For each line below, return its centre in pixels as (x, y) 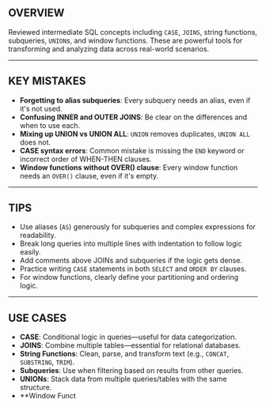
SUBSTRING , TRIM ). (47, 362)
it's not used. (41, 108)
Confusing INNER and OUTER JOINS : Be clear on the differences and (133, 117)
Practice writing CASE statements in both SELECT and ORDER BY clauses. (133, 269)
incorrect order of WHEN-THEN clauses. (85, 159)
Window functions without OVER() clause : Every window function (129, 167)
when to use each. (50, 125)
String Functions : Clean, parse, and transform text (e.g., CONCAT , (124, 354)
